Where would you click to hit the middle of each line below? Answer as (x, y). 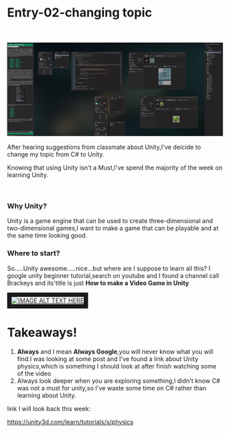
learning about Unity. (47, 395)
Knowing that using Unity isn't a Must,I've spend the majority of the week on (115, 167)
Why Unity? (27, 206)
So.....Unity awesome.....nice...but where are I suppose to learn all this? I (109, 268)
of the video (34, 373)
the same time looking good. (47, 235)
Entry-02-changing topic (80, 13)
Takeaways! (42, 332)
